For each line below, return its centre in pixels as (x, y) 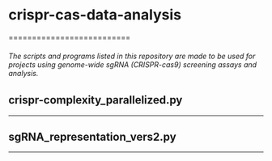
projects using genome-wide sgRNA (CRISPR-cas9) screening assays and (133, 64)
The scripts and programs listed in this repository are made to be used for (132, 56)
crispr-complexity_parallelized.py (96, 100)
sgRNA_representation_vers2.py (92, 136)
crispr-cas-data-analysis (95, 15)
